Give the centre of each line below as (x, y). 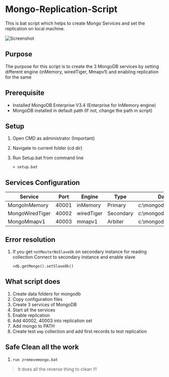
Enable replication (31, 315)
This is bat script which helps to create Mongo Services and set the (75, 23)
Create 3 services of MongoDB (45, 304)
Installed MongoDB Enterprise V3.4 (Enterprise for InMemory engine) (84, 105)
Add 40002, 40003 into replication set (52, 321)
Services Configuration (43, 182)
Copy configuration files (37, 299)
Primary (117, 205)
